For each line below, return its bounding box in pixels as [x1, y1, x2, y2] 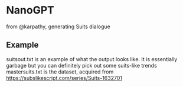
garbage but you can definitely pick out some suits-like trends [6, 62, 158, 69]
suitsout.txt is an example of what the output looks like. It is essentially [6, 55, 178, 62]
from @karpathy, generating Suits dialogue [6, 23, 110, 30]
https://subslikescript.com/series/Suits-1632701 [6, 74, 123, 81]
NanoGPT [6, 4, 55, 17]
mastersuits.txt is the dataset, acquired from [6, 68, 114, 75]
